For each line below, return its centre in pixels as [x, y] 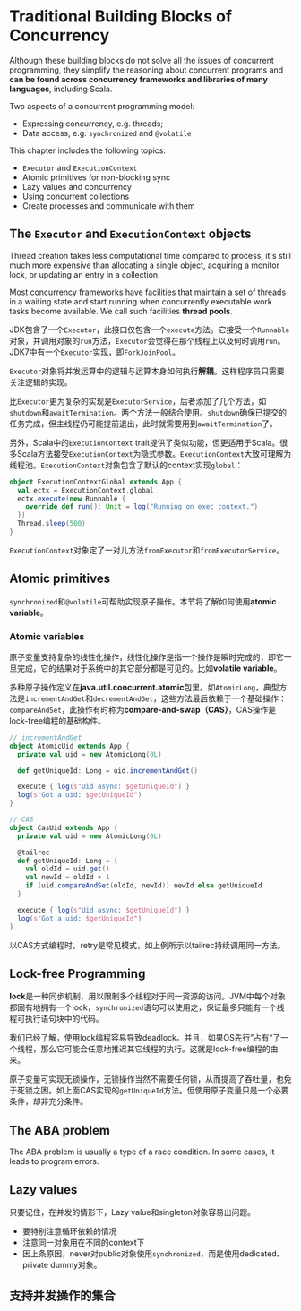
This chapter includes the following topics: [87, 150]
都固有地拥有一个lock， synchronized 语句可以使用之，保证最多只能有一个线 [147, 1007]
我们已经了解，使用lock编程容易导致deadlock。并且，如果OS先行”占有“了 [145, 1038]
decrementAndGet [123, 699]
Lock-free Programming [77, 974]
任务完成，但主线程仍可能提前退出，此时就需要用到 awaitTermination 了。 [143, 424]
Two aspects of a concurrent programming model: [102, 106]
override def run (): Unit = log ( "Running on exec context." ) [142, 507]
